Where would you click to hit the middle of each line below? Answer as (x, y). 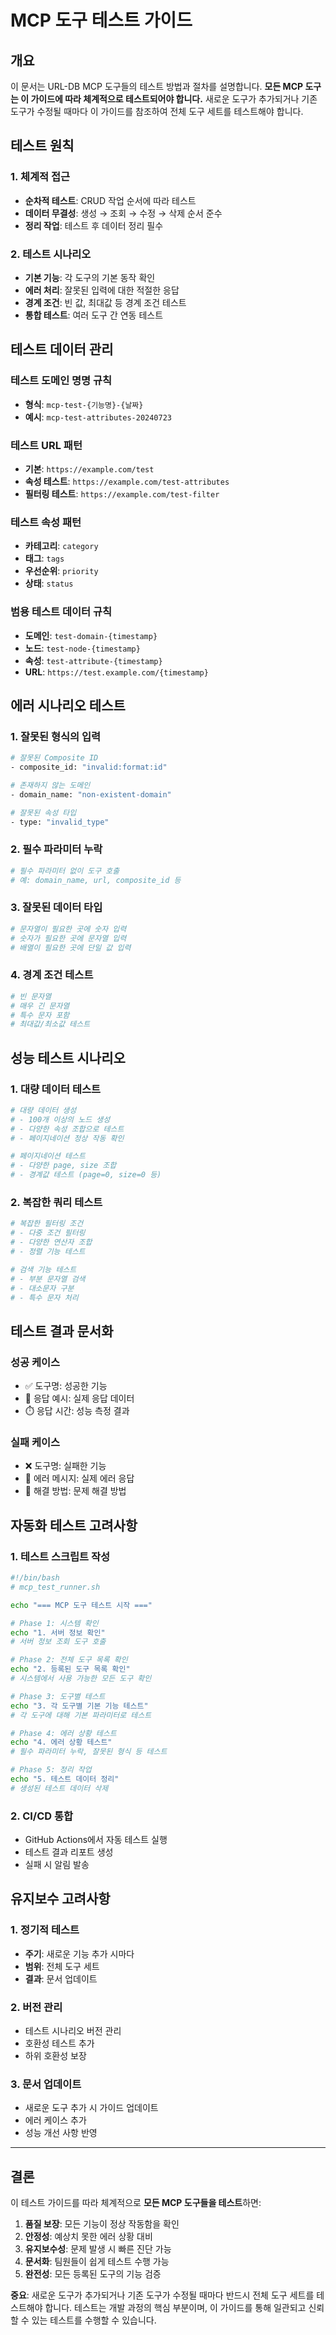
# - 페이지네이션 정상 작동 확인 (67, 1138)
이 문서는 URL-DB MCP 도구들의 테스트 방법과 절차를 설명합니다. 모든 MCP (157, 86)
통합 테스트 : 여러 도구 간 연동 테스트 (94, 315)
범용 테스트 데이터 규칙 (61, 612)
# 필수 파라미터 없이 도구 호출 (65, 871)
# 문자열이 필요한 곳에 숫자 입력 (68, 929)
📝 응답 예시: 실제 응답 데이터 (79, 1398)
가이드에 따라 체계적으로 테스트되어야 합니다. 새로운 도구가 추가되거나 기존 (174, 99)
